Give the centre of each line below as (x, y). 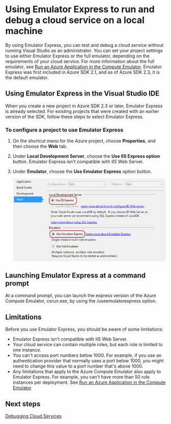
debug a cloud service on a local (75, 20)
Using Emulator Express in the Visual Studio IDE (82, 93)
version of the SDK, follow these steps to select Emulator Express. (75, 117)
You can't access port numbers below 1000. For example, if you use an (87, 355)
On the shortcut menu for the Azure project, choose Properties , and (84, 141)
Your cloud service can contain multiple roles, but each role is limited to (88, 345)
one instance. (27, 350)
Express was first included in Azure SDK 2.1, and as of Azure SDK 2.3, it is (83, 72)
